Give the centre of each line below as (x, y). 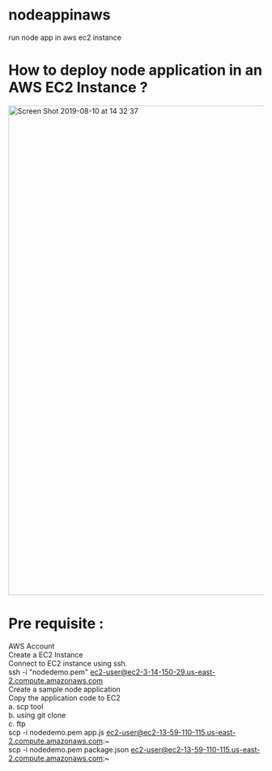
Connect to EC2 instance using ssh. (68, 663)
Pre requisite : (56, 624)
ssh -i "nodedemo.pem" (49, 672)
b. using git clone (37, 715)
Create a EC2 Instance (46, 654)
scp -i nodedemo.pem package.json (69, 749)
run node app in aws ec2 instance (65, 37)
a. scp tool (26, 706)
